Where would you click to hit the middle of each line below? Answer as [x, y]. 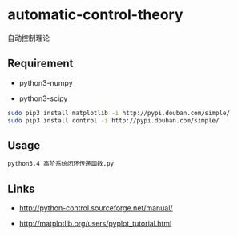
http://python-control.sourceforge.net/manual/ [96, 208]
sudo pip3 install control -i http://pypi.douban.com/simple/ [113, 120]
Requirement [40, 64]
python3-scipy [43, 98]
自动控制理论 [28, 38]
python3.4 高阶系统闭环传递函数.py [61, 164]
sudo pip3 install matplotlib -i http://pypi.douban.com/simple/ [119, 113]
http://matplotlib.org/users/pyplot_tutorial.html [95, 223]
